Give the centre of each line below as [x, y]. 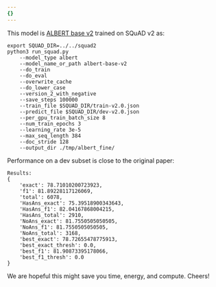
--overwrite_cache [46, 82]
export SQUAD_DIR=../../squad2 [52, 45]
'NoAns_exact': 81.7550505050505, [69, 221]
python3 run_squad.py [38, 51]
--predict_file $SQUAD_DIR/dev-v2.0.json [79, 112]
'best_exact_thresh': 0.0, [58, 245]
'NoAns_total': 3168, [50, 233]
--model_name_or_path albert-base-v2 [73, 64]
